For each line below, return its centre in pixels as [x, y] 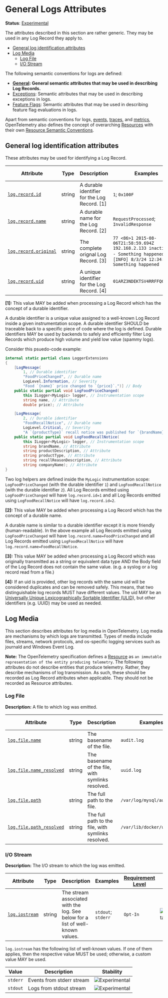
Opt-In [131, 915]
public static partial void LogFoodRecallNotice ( [67, 437]
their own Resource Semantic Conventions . [49, 130]
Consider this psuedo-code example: [43, 349]
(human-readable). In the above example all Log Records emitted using [78, 530]
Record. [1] [93, 204]
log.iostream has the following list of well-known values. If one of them [79, 949]
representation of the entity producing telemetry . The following [74, 662]
